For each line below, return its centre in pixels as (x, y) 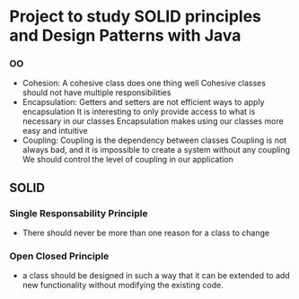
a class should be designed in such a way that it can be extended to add (156, 276)
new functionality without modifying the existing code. (123, 286)
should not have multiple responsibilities (97, 92)
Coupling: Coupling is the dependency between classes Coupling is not (154, 140)
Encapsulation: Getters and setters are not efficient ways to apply (143, 102)
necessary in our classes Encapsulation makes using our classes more (153, 121)
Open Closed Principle (59, 256)
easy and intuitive (55, 131)
